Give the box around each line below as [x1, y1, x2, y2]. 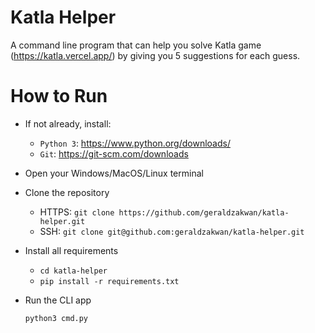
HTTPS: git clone [39, 206, 115, 218]
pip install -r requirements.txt [39, 276, 180, 286]
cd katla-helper [39, 266, 108, 276]
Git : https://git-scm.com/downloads [39, 147, 189, 160]
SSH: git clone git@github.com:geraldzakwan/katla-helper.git [39, 225, 305, 237]
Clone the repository [24, 186, 110, 198]
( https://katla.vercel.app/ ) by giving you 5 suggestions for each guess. [10, 49, 301, 61]
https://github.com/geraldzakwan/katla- [118, 207, 290, 218]
